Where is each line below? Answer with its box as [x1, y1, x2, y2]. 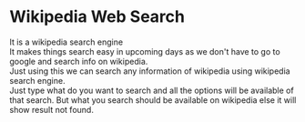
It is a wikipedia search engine [9, 36, 124, 47]
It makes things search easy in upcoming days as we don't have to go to [9, 46, 280, 56]
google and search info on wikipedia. [9, 56, 148, 66]
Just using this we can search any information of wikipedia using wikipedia [9, 66, 290, 76]
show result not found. [9, 104, 94, 115]
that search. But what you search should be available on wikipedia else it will [9, 94, 297, 106]
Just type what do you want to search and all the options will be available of [9, 85, 294, 96]
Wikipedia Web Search [9, 6, 185, 27]
